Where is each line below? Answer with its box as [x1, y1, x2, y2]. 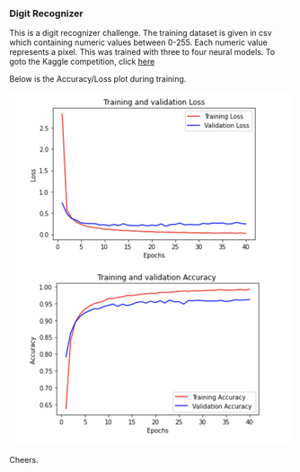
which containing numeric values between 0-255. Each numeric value [9, 37, 268, 48]
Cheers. [9, 455, 39, 466]
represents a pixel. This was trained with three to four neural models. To [9, 47, 276, 58]
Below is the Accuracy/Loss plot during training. [9, 74, 187, 85]
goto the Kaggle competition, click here [9, 57, 155, 67]
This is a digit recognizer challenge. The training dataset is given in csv [9, 28, 272, 39]
